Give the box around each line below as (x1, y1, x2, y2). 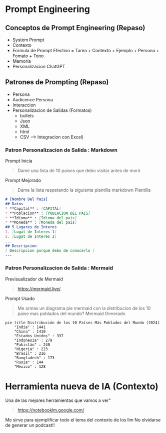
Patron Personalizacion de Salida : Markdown (5, 147, 117, 154)
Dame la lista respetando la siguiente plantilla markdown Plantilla (17, 187, 151, 193)
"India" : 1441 (14, 325, 46, 330)
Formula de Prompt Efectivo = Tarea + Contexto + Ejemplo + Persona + (12, 48, 159, 53)
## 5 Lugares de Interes (5, 225, 57, 230)
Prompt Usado (5, 295, 35, 302)
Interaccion (12, 102, 36, 108)
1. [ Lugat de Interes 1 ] (5, 229, 57, 234)
